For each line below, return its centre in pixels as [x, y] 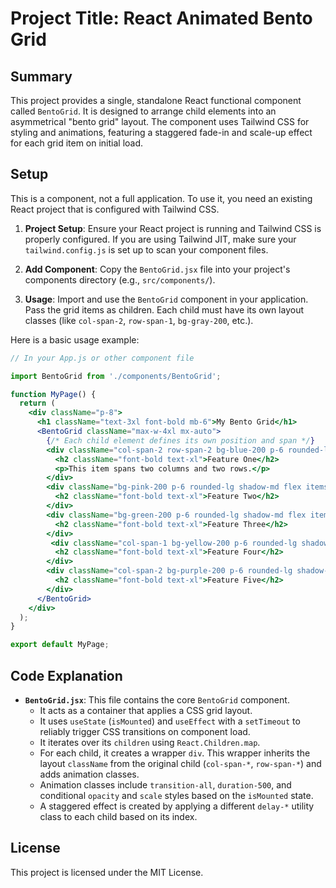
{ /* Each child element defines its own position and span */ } [180, 440]
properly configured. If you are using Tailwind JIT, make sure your [160, 239]
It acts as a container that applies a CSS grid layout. [146, 710]
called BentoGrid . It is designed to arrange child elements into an [143, 111]
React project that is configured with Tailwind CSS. [115, 209]
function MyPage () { [53, 394]
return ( [37, 403]
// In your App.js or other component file [102, 358]
